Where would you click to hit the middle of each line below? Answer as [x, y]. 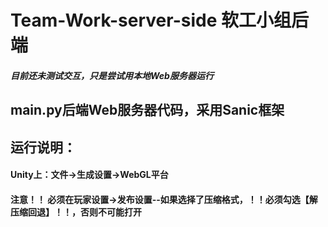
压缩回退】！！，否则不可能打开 [76, 212]
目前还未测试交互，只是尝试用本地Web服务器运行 [112, 75]
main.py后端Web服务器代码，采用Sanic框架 [147, 110]
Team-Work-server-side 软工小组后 [159, 20]
